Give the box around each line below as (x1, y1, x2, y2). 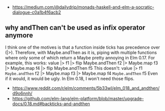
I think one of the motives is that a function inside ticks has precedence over (5, 44, 160, 50)
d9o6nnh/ (12, 90, 33, 96)
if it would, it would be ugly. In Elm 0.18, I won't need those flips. (5, 76, 134, 82)
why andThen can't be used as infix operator (5, 24, 145, 32)
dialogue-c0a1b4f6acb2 (12, 9, 62, 15)
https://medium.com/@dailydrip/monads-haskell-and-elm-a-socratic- (12, 4, 154, 10)
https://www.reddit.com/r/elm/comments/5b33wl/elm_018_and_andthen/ (12, 85, 160, 91)
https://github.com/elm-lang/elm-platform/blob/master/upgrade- (12, 95, 144, 101)
